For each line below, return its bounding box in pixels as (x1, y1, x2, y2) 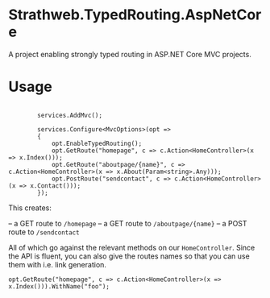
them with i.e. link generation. (8, 259, 107, 269)
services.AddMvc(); (37, 111, 103, 119)
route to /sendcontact (8, 227, 80, 237)
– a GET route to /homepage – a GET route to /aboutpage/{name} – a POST (8, 218, 247, 228)
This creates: (8, 203, 52, 213)
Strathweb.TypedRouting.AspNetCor (8, 6, 262, 24)
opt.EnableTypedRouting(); (51, 139, 143, 147)
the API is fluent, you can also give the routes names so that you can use (8, 251, 250, 261)
